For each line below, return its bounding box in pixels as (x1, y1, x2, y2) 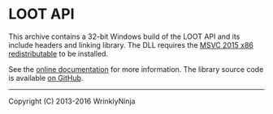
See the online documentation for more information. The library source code (8, 64, 264, 74)
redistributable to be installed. (8, 49, 108, 58)
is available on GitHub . (8, 73, 84, 82)
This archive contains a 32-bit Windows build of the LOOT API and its (8, 32, 240, 41)
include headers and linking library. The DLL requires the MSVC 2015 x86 (8, 40, 254, 49)
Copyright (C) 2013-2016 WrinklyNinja (8, 96, 136, 106)
